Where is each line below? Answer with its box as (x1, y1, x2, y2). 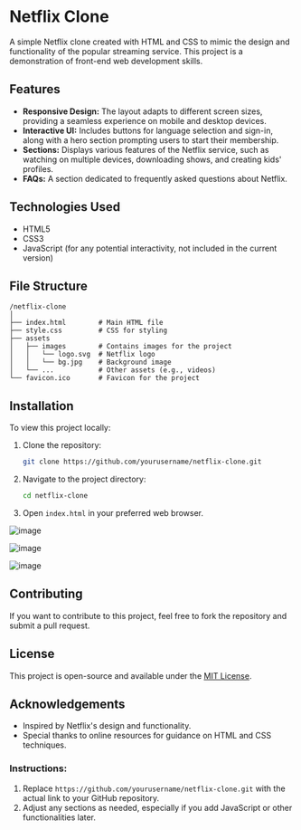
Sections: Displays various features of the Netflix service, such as (22, 144, 269, 155)
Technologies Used (9, 199, 120, 215)
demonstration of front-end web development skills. (9, 55, 203, 66)
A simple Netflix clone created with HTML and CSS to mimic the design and (9, 36, 291, 47)
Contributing (9, 587, 83, 602)
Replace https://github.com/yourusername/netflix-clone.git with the (22, 783, 287, 794)
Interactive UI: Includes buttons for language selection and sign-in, (22, 125, 274, 136)
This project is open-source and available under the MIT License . (9, 670, 252, 681)
